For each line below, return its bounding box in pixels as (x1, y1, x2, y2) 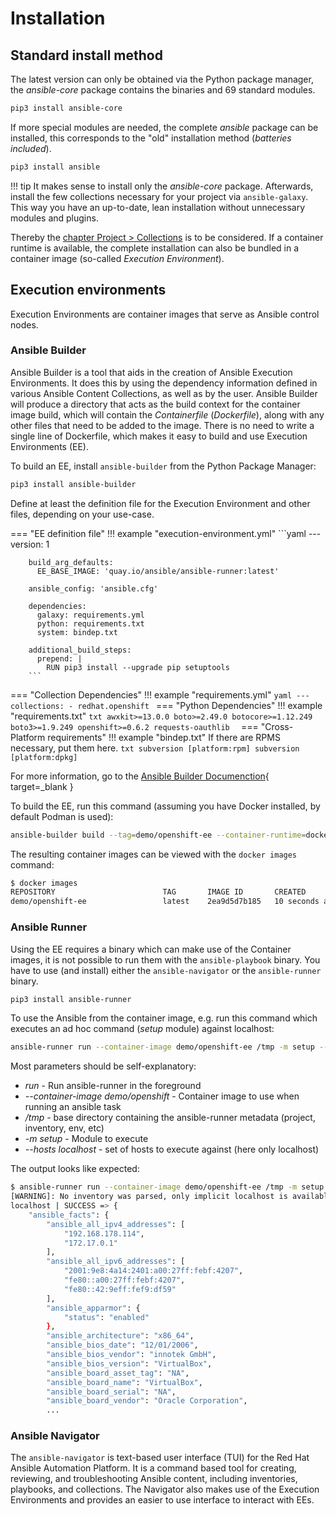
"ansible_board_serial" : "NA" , (46, 1387, 177, 1397)
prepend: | (36, 653, 83, 664)
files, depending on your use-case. (10, 508, 155, 520)
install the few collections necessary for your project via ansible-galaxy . (10, 190, 309, 202)
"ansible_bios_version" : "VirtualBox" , (46, 1358, 213, 1369)
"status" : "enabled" (63, 1312, 150, 1322)
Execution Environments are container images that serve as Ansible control (10, 308, 320, 320)
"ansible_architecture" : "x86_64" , (46, 1331, 195, 1341)
